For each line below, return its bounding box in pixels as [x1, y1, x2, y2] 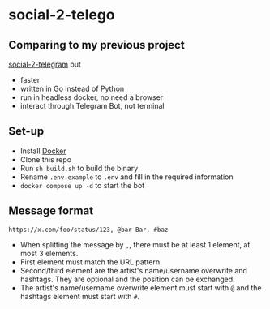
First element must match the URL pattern [19, 257, 161, 267]
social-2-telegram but [8, 59, 81, 69]
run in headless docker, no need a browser [19, 92, 164, 102]
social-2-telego [8, 6, 115, 24]
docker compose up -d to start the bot [19, 180, 145, 190]
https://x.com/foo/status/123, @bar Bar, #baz [8, 225, 169, 234]
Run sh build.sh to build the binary [19, 163, 139, 173]
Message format [8, 204, 94, 218]
